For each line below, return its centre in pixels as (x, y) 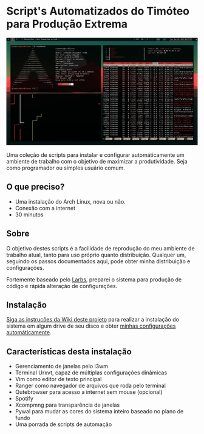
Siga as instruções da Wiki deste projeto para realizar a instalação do (93, 320)
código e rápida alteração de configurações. (62, 286)
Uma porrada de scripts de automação (63, 424)
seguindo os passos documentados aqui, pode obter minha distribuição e (98, 261)
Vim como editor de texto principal (58, 379)
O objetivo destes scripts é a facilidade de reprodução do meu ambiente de (101, 248)
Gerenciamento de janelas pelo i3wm (61, 367)
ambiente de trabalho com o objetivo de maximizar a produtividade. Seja (97, 161)
